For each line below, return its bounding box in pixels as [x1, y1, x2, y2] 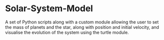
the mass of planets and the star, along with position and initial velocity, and [5, 24, 160, 30]
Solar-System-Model [5, 3, 93, 14]
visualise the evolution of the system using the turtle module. [5, 29, 129, 35]
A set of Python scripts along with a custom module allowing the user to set [5, 19, 159, 25]
